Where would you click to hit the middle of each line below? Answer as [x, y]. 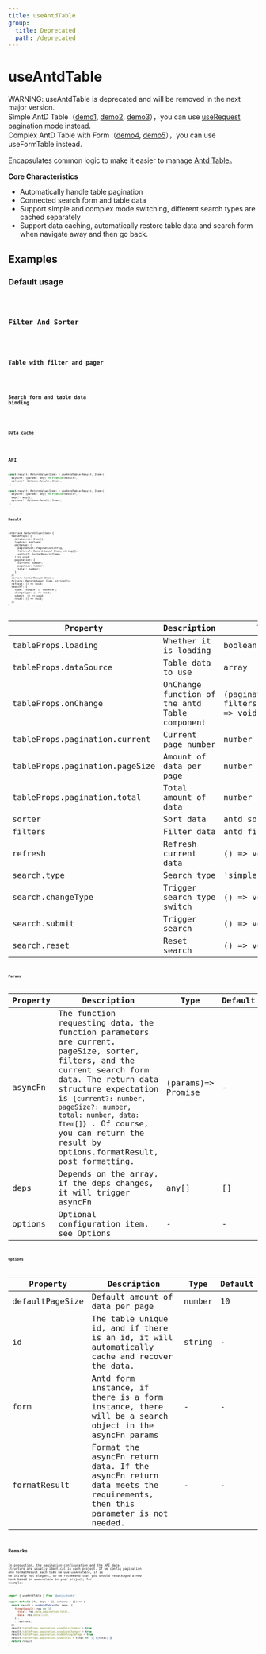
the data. [113, 1366]
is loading [187, 650]
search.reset [41, 946]
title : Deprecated [46, 30]
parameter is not [130, 1513]
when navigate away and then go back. [84, 234]
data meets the [125, 1485]
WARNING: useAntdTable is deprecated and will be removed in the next [125, 99]
